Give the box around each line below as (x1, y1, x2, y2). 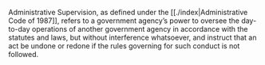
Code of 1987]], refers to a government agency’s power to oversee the (8, 16, 239, 25)
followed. (8, 50, 39, 59)
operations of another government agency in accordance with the (31, 25, 249, 33)
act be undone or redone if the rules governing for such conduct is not (8, 41, 240, 51)
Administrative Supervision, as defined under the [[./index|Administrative (8, 8, 248, 17)
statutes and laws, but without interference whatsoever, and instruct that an (8, 32, 257, 42)
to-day (8, 25, 30, 33)
